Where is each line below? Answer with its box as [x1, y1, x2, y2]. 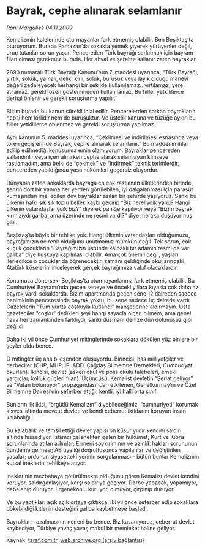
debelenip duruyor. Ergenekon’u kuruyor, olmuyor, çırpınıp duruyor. [6, 485, 176, 492]
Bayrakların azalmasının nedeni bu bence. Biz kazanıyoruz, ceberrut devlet [6, 518, 195, 525]
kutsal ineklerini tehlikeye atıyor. [6, 459, 87, 467]
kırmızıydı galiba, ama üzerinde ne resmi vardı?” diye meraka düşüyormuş [6, 212, 193, 219]
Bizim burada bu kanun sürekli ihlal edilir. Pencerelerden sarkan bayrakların [6, 107, 196, 115]
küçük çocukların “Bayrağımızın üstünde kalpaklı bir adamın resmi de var [6, 244, 190, 251]
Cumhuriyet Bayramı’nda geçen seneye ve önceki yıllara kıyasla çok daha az [6, 283, 199, 291]
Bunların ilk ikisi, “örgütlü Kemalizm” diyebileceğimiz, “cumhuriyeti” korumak [6, 400, 198, 408]
